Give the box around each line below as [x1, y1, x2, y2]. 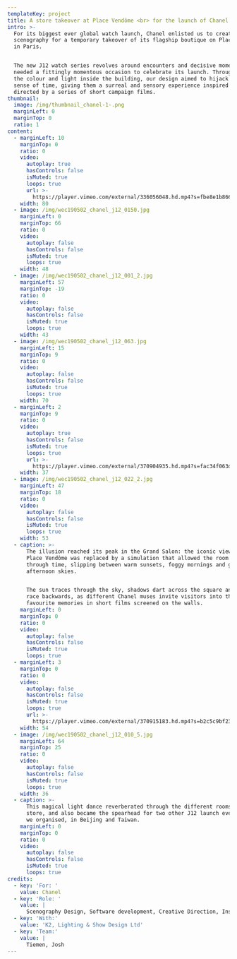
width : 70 [20, 397, 49, 404]
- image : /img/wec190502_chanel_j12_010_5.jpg [13, 731, 153, 738]
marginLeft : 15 [20, 344, 65, 352]
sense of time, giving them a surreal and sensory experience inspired [13, 82, 229, 89]
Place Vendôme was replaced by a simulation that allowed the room [25, 554, 229, 561]
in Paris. [13, 43, 42, 50]
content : [7, 128, 33, 135]
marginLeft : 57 [20, 279, 65, 286]
